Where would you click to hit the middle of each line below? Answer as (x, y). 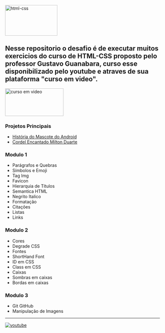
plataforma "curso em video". (52, 79)
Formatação (24, 202)
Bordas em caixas (30, 282)
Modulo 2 (17, 230)
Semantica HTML (30, 191)
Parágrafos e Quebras (35, 165)
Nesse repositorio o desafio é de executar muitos (82, 49)
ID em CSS (23, 261)
